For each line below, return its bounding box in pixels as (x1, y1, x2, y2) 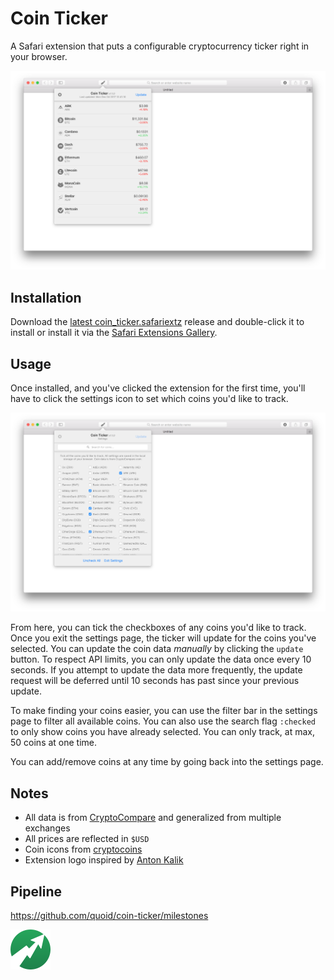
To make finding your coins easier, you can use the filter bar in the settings (10, 705, 318, 717)
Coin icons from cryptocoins (24, 843, 143, 856)
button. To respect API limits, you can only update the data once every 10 (10, 653, 312, 666)
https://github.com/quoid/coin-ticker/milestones (10, 910, 209, 922)
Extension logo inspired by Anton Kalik (24, 854, 184, 866)
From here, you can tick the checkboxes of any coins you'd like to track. (10, 622, 307, 634)
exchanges (24, 822, 71, 834)
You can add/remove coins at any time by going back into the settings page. (10, 756, 324, 768)
